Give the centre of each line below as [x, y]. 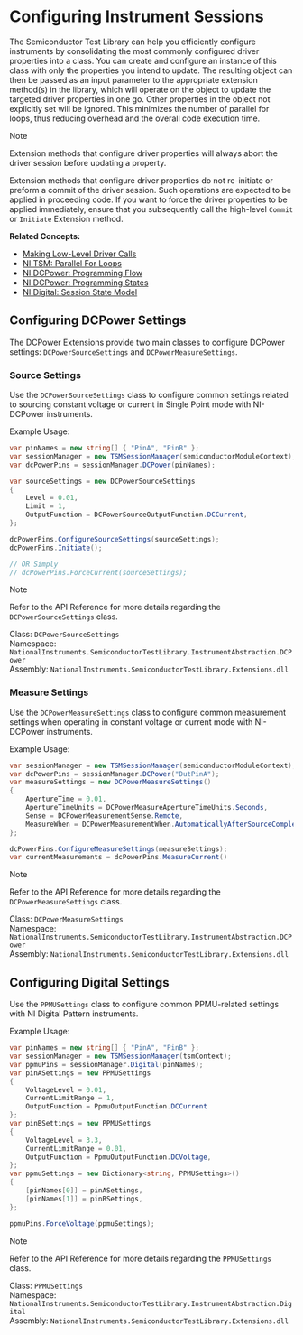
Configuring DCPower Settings [98, 321]
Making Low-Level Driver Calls [79, 254]
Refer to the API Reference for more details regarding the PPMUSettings [141, 1258]
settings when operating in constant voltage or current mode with [131, 722]
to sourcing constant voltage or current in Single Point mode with [130, 404]
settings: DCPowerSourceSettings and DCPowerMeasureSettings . [124, 352]
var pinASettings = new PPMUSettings [80, 1073]
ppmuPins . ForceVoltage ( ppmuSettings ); [82, 1224]
